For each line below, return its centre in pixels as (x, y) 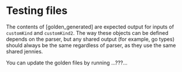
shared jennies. (25, 51)
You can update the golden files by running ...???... (67, 63)
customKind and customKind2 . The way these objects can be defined (87, 33)
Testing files (37, 11)
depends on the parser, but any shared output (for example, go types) (90, 39)
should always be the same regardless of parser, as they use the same (91, 45)
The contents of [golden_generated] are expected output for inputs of (90, 27)
